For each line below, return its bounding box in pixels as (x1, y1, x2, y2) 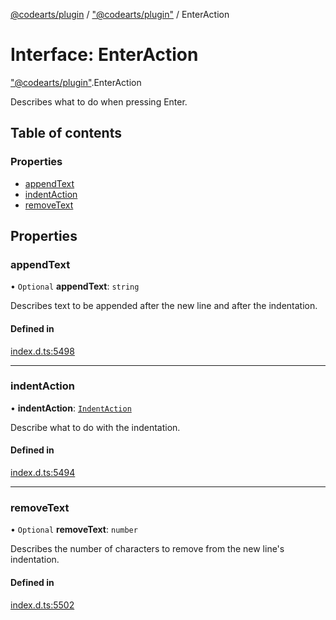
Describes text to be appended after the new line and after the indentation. (10, 300, 318, 312)
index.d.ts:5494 (10, 467, 76, 479)
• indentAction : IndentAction (10, 402, 132, 414)
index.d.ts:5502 (10, 599, 75, 611)
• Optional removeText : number (10, 524, 138, 536)
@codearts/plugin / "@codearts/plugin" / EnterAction (10, 9, 230, 20)
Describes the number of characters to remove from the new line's (10, 543, 285, 555)
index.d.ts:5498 (10, 345, 75, 357)
